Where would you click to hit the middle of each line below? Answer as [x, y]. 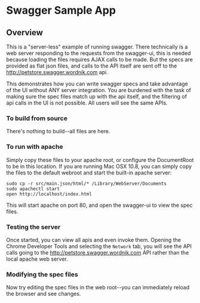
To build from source [37, 118]
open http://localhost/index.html [49, 194]
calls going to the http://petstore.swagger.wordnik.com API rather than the [98, 252]
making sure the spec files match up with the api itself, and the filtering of [96, 97]
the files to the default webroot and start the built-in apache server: [89, 172]
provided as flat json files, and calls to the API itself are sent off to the [92, 66]
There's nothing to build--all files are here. [58, 131]
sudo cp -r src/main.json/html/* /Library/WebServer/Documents [87, 183]
